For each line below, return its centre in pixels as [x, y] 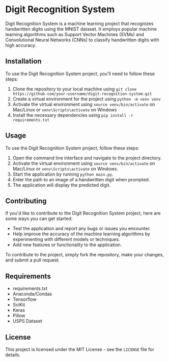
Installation [23, 62]
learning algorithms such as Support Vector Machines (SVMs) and [75, 34]
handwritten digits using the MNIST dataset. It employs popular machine [81, 29]
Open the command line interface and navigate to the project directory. [87, 158]
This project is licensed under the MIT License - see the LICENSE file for [80, 349]
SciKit [19, 305]
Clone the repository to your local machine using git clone [75, 89]
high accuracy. [21, 45]
